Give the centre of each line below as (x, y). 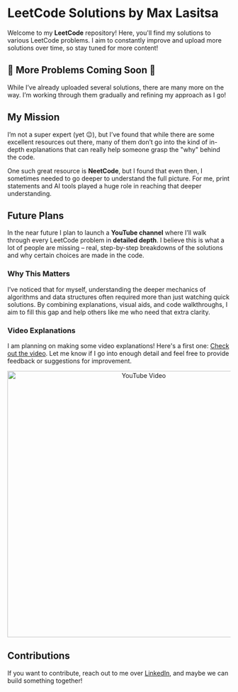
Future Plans (36, 216)
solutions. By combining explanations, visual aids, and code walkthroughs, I (118, 304)
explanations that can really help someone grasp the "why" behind (123, 149)
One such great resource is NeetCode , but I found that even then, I (105, 171)
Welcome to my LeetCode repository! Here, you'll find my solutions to (109, 33)
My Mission (34, 118)
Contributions (39, 656)
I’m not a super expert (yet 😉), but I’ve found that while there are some (111, 134)
